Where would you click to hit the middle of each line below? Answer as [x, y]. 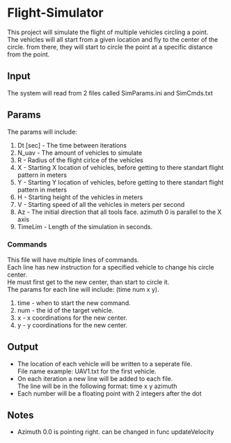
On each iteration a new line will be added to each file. [95, 378]
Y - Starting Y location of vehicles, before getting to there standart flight [120, 182]
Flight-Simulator [55, 13]
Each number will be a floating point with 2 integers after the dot [109, 393]
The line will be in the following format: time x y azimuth [97, 386]
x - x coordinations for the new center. [72, 318]
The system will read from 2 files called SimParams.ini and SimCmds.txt [110, 93]
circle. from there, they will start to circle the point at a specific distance [110, 47]
